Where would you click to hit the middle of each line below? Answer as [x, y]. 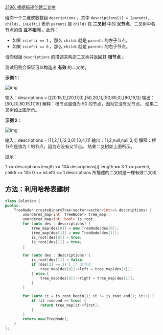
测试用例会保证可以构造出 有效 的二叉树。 [47, 67]
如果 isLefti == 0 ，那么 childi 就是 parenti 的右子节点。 [71, 46]
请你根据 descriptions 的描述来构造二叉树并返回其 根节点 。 [66, 57]
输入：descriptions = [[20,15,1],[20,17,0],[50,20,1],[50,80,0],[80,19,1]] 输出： [80, 98]
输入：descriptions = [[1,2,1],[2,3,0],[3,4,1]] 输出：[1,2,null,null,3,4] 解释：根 [81, 140]
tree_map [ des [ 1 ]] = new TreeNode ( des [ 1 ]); [75, 233]
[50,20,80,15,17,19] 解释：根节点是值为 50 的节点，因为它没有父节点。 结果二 [82, 104]
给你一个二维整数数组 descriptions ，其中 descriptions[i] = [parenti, [78, 18]
